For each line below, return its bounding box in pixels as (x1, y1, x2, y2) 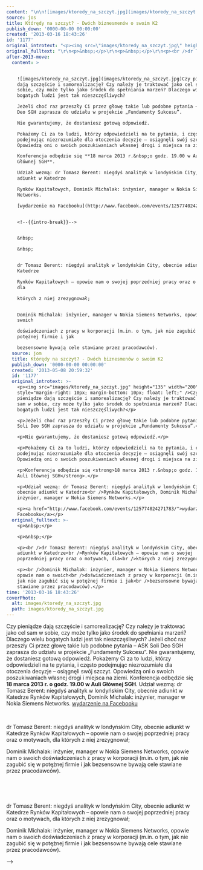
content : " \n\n (6, 8, 45, 15)
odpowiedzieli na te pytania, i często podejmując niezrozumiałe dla (6, 661, 173, 669)
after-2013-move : (6, 54, 50, 60)
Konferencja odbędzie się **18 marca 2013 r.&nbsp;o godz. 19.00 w (17, 153, 190, 159)
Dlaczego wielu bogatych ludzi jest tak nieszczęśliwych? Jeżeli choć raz (6, 636, 186, 643)
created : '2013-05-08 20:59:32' (11, 367, 94, 373)
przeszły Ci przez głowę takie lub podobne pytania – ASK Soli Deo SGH (6, 642, 184, 649)
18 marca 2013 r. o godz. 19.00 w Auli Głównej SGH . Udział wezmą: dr (6, 681, 182, 687)
